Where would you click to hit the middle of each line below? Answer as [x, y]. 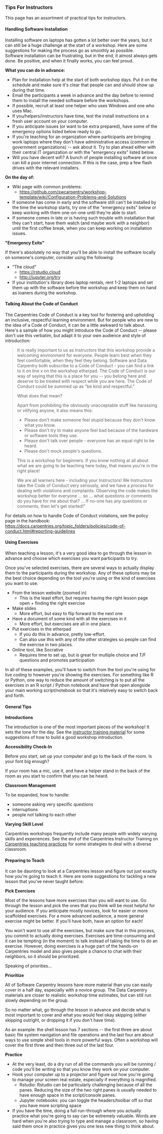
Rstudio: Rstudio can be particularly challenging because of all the [86, 1085]
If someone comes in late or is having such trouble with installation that [83, 218]
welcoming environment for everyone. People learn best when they [84, 355]
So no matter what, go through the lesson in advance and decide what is [78, 1010]
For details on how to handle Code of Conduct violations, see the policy [77, 516]
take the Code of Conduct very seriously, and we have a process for [85, 485]
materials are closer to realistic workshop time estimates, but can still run [78, 995]
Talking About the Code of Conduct [42, 304]
